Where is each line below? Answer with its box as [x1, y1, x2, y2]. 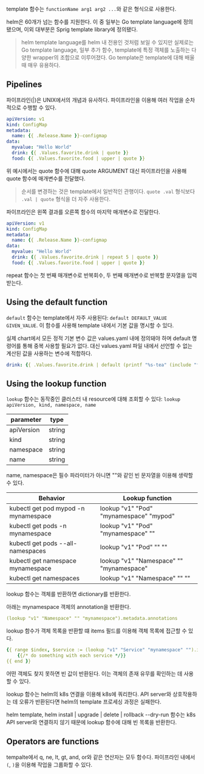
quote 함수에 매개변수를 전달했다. [6, 175, 86, 182]
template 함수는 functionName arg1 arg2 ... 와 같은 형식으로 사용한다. [6, 5, 177, 12]
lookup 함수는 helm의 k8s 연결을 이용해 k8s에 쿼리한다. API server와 [6, 690, 172, 698]
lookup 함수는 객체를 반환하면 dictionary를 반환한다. [6, 591, 131, 598]
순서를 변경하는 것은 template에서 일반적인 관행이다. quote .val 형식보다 [21, 188, 195, 195]
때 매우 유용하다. [21, 61, 61, 69]
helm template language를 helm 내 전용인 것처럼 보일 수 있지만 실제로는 [21, 39, 194, 46]
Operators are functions [6, 736, 99, 747]
